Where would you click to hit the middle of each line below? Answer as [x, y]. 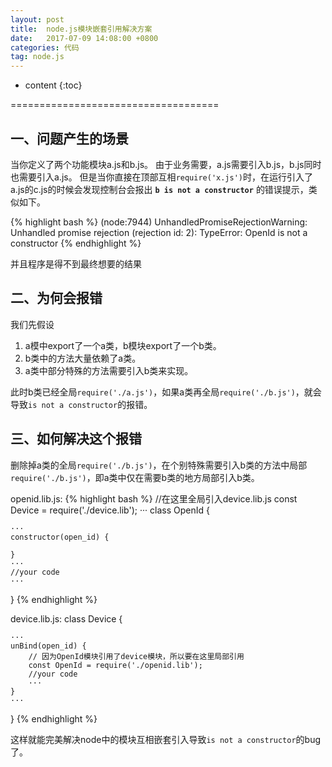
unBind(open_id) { [48, 646]
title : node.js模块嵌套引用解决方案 [81, 29]
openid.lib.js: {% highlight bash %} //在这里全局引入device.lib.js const [154, 498]
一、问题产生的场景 [69, 138]
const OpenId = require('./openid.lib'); [115, 665]
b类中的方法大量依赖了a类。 [83, 358]
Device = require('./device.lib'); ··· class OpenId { [110, 510]
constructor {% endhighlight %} [76, 243]
